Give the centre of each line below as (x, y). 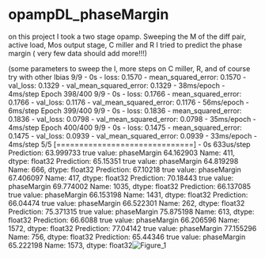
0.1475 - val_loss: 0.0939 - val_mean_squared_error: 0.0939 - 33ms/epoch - (132, 135)
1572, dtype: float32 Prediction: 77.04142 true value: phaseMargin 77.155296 (132, 228)
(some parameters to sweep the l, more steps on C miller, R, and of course (129, 68)
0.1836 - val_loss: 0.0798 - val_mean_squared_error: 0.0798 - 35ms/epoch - (132, 119)
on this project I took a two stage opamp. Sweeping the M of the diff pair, (127, 36)
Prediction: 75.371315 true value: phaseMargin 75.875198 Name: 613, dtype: (131, 211)
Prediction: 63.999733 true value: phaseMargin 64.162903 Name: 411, (122, 153)
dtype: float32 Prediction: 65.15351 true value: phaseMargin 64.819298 (123, 161)
